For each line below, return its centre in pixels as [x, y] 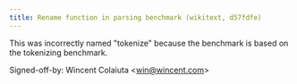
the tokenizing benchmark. [59, 52]
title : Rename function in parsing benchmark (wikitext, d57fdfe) [136, 17]
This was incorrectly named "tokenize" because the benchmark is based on [149, 43]
